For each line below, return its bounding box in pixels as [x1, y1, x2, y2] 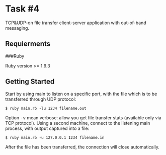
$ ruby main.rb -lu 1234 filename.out [5, 106, 87, 111]
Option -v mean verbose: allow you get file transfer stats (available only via [5, 114, 162, 121]
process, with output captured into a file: [5, 125, 90, 131]
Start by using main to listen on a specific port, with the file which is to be [5, 91, 157, 97]
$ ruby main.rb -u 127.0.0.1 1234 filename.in [5, 135, 105, 140]
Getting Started [5, 77, 55, 86]
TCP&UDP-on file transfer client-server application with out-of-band [5, 20, 147, 26]
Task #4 [5, 3, 40, 15]
